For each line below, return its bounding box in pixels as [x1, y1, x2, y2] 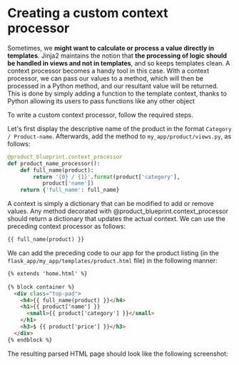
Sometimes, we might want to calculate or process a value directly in [7, 43, 215, 52]
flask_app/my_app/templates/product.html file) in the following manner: [7, 257, 218, 265]
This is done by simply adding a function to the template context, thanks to [7, 89, 227, 98]
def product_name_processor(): [7, 160, 101, 167]
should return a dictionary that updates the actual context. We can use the [7, 215, 226, 223]
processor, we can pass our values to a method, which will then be [7, 73, 203, 83]
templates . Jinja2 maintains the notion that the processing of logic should [7, 51, 227, 60]
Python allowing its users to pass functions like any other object [7, 96, 195, 105]
